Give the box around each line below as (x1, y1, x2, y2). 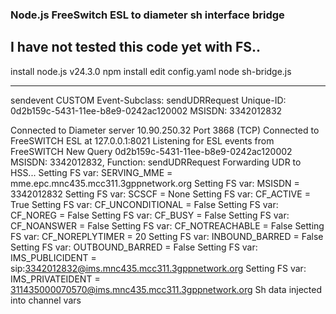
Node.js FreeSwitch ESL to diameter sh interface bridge (10, 8, 285, 22)
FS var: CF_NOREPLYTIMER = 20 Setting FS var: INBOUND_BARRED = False (10, 230, 324, 242)
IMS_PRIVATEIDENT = (10, 273, 101, 285)
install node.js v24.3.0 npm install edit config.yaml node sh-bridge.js (10, 65, 292, 77)
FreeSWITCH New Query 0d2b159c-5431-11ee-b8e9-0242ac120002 (10, 145, 293, 157)
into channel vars (10, 294, 82, 306)
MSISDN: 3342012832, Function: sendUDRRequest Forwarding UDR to (10, 156, 302, 168)
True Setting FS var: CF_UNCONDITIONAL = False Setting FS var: (10, 198, 279, 210)
